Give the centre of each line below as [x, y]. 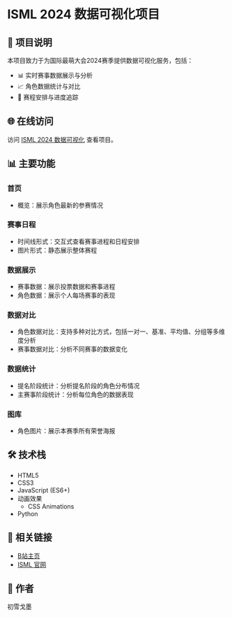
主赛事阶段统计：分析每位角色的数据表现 [75, 394]
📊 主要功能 [31, 164]
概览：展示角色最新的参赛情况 [60, 205]
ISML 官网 [32, 565]
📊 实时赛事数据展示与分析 [55, 75]
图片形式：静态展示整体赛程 [57, 250]
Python [28, 513]
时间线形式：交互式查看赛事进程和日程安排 [78, 241]
